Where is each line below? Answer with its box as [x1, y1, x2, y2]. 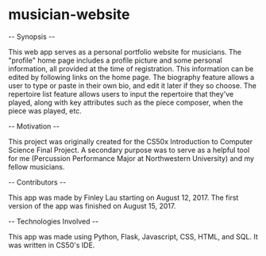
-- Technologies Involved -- [8, 216, 99, 226]
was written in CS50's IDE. [8, 240, 95, 250]
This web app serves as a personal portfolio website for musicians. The [8, 47, 242, 56]
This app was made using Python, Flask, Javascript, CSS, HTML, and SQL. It [8, 231, 258, 241]
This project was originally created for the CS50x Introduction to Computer [8, 136, 253, 146]
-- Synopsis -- [8, 32, 56, 41]
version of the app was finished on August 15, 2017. [8, 201, 176, 211]
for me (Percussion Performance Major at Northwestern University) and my [8, 153, 255, 163]
